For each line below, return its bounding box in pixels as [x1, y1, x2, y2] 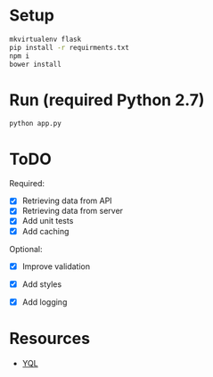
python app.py [9, 119, 62, 128]
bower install [9, 60, 62, 69]
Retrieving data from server [21, 206, 123, 217]
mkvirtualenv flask [9, 35, 82, 44]
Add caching [21, 225, 70, 236]
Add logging [21, 296, 68, 307]
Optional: [9, 243, 43, 254]
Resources [9, 328, 91, 348]
